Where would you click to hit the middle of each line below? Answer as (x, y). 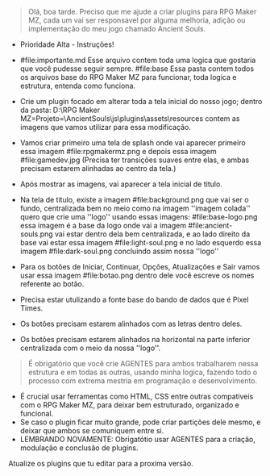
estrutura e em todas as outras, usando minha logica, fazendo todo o (143, 372)
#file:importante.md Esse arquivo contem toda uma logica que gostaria (138, 60)
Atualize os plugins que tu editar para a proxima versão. (101, 463)
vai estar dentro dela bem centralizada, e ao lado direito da (153, 234)
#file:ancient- (210, 225)
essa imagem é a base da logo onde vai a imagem (103, 225)
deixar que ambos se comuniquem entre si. (92, 430)
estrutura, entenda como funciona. (77, 86)
